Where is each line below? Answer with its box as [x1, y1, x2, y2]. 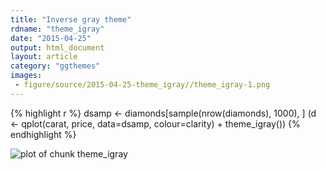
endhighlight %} [10, 128, 77, 140]
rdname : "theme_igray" [10, 24, 105, 34]
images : [10, 71, 43, 81]
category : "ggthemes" [10, 61, 101, 71]
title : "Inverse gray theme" [10, 14, 132, 25]
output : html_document [10, 42, 105, 53]
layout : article [10, 52, 78, 62]
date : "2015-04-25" [10, 33, 92, 43]
